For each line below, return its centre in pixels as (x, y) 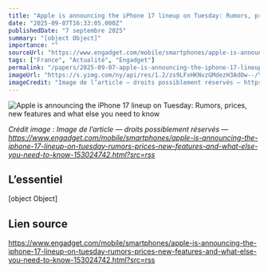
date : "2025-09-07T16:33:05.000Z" (66, 23)
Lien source (38, 224)
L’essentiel (35, 179)
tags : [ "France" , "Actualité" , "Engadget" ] (82, 61)
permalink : (26, 68)
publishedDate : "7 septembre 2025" (67, 30)
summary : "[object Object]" (55, 38)
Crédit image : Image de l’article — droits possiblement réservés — (118, 129)
